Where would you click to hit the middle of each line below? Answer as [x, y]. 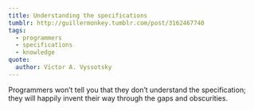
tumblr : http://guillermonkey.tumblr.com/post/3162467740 [106, 23]
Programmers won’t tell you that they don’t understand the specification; [127, 90]
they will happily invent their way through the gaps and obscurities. [118, 98]
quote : [19, 60]
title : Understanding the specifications [78, 15]
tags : [17, 30]
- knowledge [35, 52]
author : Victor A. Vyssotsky [64, 67]
